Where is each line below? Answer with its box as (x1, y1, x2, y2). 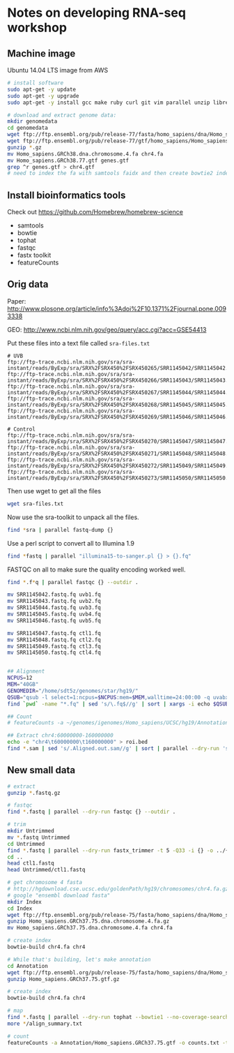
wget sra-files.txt (7, 500, 64, 507)
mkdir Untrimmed (7, 828, 54, 835)
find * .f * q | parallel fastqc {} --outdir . (7, 578, 139, 585)
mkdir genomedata (7, 118, 58, 125)
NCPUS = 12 (7, 675, 33, 682)
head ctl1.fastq (7, 860, 54, 867)
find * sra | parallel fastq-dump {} (7, 526, 114, 533)
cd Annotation (7, 962, 49, 969)
